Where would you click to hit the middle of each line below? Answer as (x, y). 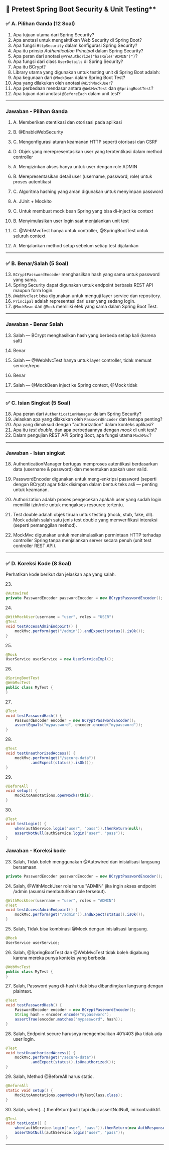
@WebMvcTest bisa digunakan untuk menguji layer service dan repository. (87, 296)
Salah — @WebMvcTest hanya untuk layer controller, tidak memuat (82, 360)
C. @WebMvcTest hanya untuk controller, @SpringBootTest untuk (81, 230)
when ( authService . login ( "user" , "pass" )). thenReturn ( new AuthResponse (90, 1128)
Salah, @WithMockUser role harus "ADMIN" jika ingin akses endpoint (84, 886)
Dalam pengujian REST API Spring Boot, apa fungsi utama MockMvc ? (82, 435)
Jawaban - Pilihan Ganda (37, 111)
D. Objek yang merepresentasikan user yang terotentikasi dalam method (88, 151)
